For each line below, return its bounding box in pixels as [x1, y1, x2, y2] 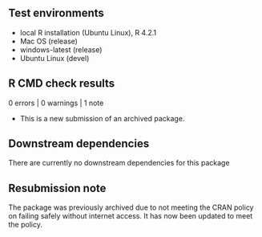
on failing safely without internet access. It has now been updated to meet [8, 211, 253, 221]
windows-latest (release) [19, 44, 103, 55]
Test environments [8, 6, 104, 20]
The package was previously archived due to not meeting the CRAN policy [8, 202, 254, 212]
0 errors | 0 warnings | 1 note [8, 98, 104, 108]
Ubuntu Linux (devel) [19, 53, 90, 63]
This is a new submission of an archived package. [19, 113, 185, 123]
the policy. [8, 220, 42, 230]
